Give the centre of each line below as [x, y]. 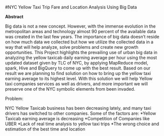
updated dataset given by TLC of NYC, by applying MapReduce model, [77, 63]
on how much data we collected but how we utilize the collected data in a [79, 42]
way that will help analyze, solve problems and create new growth [72, 47]
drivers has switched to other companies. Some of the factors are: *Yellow [81, 113]
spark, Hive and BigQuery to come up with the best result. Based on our [78, 68]
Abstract [14, 17]
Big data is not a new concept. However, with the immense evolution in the [81, 26]
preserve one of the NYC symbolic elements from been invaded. [70, 89]
